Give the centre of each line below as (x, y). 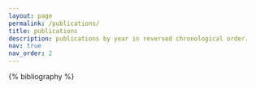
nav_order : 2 (30, 53)
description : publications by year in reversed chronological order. (129, 38)
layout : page (30, 16)
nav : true (25, 46)
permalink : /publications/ (54, 23)
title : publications (43, 31)
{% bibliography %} (41, 76)
